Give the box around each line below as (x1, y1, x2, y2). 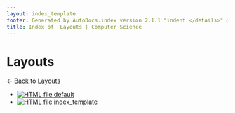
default (53, 91, 74, 99)
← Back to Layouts (6, 77, 61, 85)
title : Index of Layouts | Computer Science (6, 23, 142, 30)
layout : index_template (6, 10, 76, 18)
